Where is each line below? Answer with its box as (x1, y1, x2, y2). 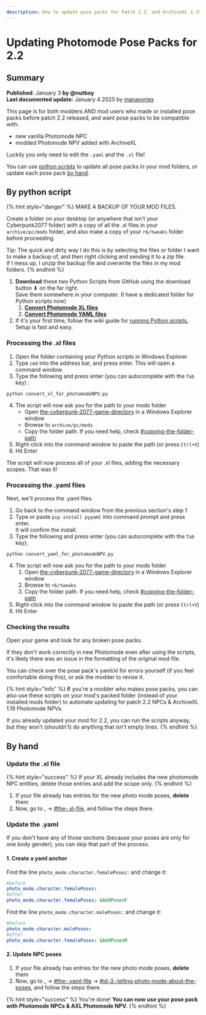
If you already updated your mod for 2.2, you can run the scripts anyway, (6, 717, 191, 724)
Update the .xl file (6, 759, 60, 768)
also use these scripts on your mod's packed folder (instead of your (6, 692, 178, 699)
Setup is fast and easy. (15, 323, 74, 331)
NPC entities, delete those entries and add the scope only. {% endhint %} (6, 780, 192, 787)
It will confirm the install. (15, 526, 78, 534)
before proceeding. (6, 234, 55, 242)
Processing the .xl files (6, 339, 76, 347)
